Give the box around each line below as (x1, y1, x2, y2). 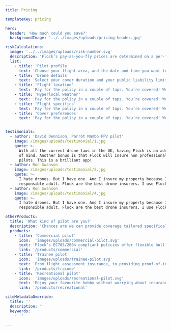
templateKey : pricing (5, 16, 51, 22)
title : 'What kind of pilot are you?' (10, 219, 93, 224)
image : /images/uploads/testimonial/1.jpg (14, 139, 106, 144)
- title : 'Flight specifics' (14, 101, 76, 106)
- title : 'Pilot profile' (14, 63, 70, 69)
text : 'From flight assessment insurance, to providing (18, 261, 140, 266)
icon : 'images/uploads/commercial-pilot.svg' (18, 238, 120, 243)
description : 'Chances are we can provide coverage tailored (10, 224, 142, 229)
